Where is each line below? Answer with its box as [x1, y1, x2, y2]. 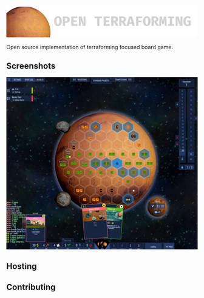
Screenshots [6, 61, 56, 72]
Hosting [6, 261, 38, 272]
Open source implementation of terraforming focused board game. [6, 43, 174, 50]
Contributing [6, 282, 56, 292]
